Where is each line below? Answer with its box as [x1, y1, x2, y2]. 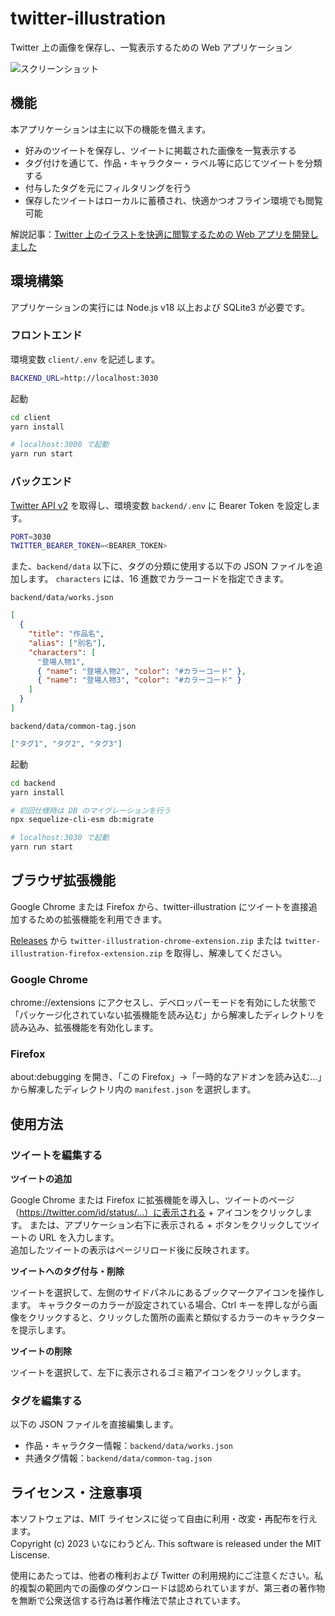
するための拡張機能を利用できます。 [18, 913, 168, 925]
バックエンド [10, 475, 73, 489]
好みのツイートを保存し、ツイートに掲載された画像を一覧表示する [24, 144, 297, 156]
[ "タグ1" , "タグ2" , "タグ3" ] [10, 738, 123, 749]
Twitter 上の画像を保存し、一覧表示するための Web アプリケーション [10, 41, 293, 53]
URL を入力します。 [38, 1232, 120, 1244]
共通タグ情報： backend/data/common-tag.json [24, 1452, 213, 1464]
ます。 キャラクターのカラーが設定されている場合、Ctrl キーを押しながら [10, 1299, 310, 1311]
